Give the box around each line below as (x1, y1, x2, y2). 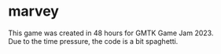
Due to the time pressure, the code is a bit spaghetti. (8, 36, 179, 45)
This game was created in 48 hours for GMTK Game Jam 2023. (8, 28, 214, 38)
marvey (8, 2, 59, 20)
